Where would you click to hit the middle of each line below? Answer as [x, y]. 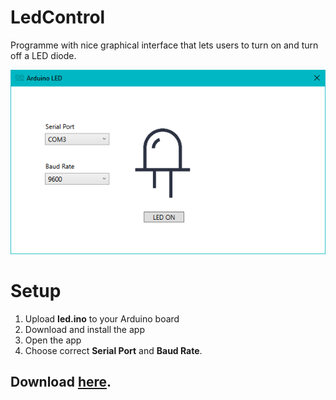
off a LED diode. [43, 55]
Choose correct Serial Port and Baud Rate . [113, 350]
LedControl [58, 17]
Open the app [53, 340]
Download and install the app [84, 329]
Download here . [61, 382]
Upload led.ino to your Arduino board [102, 318]
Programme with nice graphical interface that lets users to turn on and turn [164, 45]
